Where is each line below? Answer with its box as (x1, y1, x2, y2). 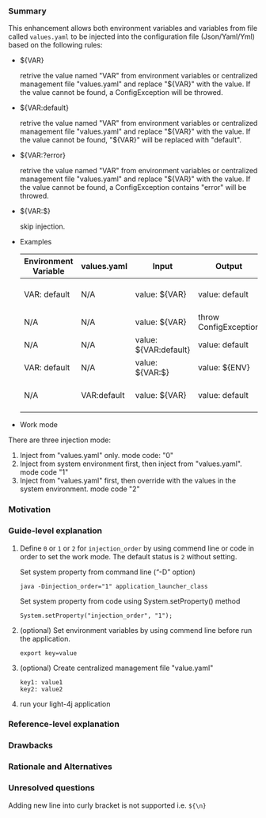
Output (215, 261, 243, 272)
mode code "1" (19, 468, 69, 477)
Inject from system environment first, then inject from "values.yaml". (19, 459, 243, 468)
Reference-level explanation (8, 718, 120, 729)
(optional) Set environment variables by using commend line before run (19, 625, 253, 634)
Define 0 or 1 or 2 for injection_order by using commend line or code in (19, 543, 255, 553)
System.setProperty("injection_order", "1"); (19, 612, 173, 619)
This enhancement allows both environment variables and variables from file (8, 24, 258, 33)
